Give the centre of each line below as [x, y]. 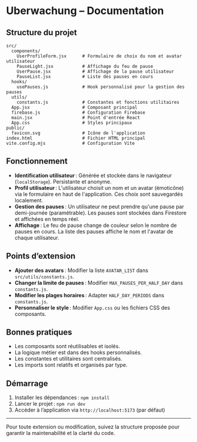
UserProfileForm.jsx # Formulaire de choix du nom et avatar [99, 56]
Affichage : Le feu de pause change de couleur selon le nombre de [96, 225]
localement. [29, 200]
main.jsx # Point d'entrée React [76, 118]
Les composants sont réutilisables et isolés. [67, 346]
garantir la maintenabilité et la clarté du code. [61, 433]
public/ [16, 128]
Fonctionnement [37, 161]
